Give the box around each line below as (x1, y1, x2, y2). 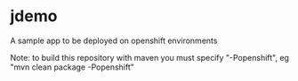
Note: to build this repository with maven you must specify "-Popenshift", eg (10, 52, 290, 63)
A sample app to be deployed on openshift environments (10, 35, 218, 46)
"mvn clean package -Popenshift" (10, 62, 134, 72)
